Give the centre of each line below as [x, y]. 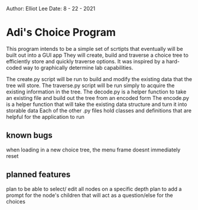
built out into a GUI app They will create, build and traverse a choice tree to [98, 55]
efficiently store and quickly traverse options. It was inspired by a [86, 61]
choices [16, 201]
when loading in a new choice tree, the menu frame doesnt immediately [93, 150]
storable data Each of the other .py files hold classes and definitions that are [99, 110]
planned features [38, 175]
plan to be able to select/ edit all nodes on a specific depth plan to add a [94, 189]
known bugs [30, 135]
